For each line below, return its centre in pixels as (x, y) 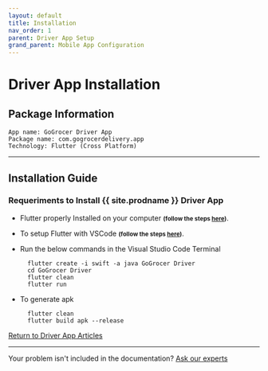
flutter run (47, 284)
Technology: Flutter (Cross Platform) (73, 146)
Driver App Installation (85, 85)
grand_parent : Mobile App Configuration (77, 45)
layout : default (35, 16)
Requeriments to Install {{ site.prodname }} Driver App (116, 201)
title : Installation (43, 23)
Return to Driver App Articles (55, 335)
